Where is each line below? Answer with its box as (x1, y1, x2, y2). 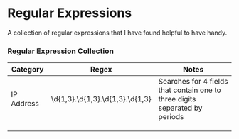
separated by (158, 103, 203, 113)
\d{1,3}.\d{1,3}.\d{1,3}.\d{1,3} (51, 94, 152, 104)
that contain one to (158, 85, 222, 95)
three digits (158, 94, 196, 104)
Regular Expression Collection (7, 46, 114, 56)
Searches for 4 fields (158, 77, 228, 87)
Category (11, 65, 44, 74)
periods (158, 112, 184, 122)
